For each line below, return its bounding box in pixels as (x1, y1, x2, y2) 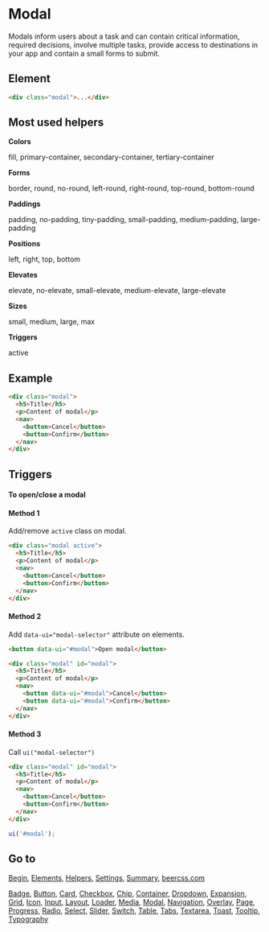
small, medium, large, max (8, 317, 95, 327)
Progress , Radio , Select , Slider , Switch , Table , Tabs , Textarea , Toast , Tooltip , (8, 906, 261, 916)
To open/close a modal (8, 490, 86, 500)
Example (8, 371, 53, 385)
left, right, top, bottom (8, 254, 81, 264)
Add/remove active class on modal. (8, 526, 127, 536)
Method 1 (8, 508, 40, 518)
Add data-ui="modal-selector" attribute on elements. (8, 629, 185, 639)
